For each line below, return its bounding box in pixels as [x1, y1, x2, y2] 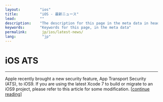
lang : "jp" [5, 34, 51, 39]
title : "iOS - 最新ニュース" [5, 12, 79, 17]
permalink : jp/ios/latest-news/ [5, 30, 83, 34]
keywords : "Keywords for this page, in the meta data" [5, 25, 131, 30]
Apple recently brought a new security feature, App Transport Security [5, 76, 147, 82]
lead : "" [5, 16, 45, 21]
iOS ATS [5, 55, 39, 66]
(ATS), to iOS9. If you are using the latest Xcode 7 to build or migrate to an [5, 81, 153, 86]
